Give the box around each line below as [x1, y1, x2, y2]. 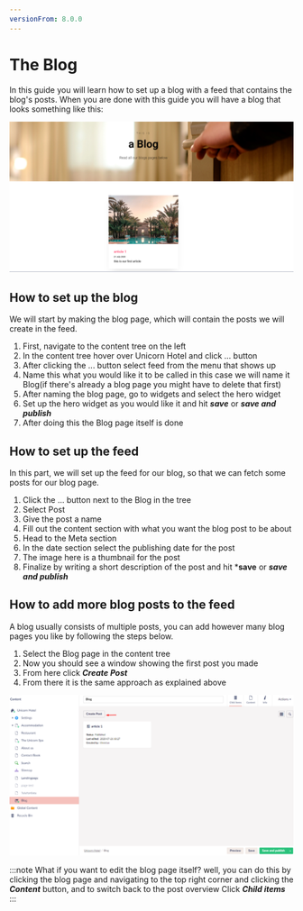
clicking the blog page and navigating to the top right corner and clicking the [9, 874, 294, 885]
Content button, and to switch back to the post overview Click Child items [9, 883, 286, 894]
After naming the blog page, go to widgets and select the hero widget [22, 388, 281, 400]
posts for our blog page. [9, 477, 99, 487]
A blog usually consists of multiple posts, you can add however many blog [9, 621, 286, 632]
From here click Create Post [22, 667, 128, 678]
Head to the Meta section [22, 533, 117, 543]
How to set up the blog [9, 289, 139, 305]
